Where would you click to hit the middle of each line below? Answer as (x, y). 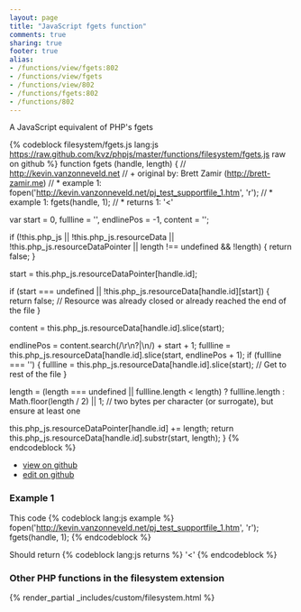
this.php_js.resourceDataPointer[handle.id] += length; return (122, 429)
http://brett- (249, 173)
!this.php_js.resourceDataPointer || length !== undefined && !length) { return (151, 247)
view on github (50, 465)
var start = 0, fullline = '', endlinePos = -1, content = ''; (109, 220)
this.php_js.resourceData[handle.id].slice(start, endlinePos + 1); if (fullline (146, 355)
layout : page (34, 18)
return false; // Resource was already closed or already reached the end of (148, 301)
